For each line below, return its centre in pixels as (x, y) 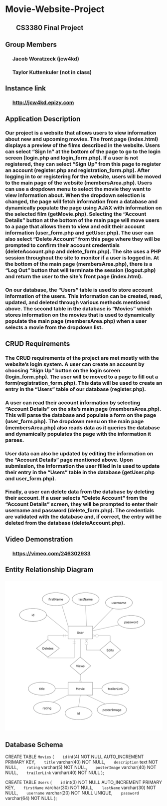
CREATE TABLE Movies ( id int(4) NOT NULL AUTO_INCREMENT (75, 757)
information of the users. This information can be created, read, (84, 296)
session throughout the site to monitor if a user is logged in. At (82, 258)
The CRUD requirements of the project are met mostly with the (82, 358)
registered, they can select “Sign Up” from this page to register (83, 164)
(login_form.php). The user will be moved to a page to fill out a (82, 377)
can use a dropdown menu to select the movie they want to (78, 189)
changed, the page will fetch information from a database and (82, 202)
